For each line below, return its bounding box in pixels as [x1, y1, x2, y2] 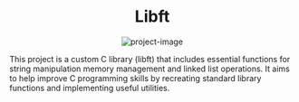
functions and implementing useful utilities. [9, 82, 170, 93]
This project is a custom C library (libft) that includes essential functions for [9, 53, 291, 64]
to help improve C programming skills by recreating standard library [9, 72, 262, 83]
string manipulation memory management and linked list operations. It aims [9, 63, 290, 74]
